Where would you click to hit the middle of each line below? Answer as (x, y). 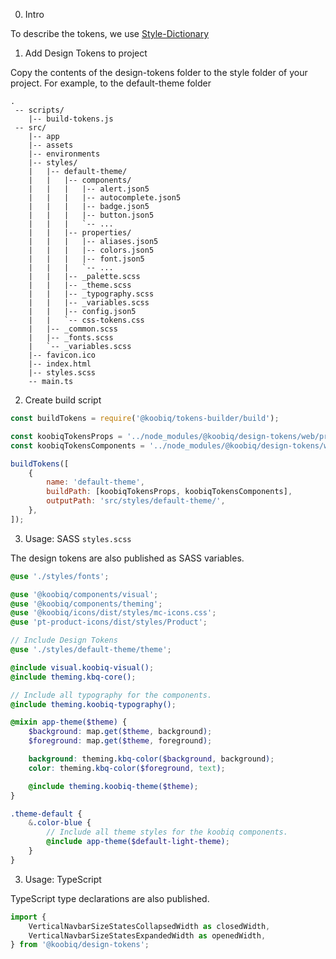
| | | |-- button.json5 (91, 215)
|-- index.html (60, 364)
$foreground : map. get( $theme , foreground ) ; (120, 741)
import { (28, 917)
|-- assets (51, 145)
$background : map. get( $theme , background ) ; (120, 732)
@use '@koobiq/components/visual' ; (84, 594)
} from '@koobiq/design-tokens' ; (80, 945)
